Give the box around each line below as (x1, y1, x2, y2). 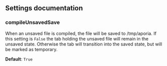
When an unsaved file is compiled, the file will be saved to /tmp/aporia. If (5, 30, 157, 36)
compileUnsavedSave (5, 19, 60, 26)
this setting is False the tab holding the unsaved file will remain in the (5, 35, 149, 41)
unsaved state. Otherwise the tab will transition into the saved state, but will (5, 41, 162, 47)
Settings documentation (5, 4, 83, 12)
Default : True (5, 56, 33, 62)
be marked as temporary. (5, 46, 58, 52)
